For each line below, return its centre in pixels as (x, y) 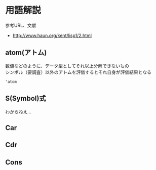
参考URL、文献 (21, 25)
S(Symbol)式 (26, 98)
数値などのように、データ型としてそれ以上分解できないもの (67, 66)
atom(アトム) (26, 53)
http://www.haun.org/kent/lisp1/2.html (52, 35)
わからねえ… (18, 111)
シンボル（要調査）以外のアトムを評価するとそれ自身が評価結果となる (79, 72)
